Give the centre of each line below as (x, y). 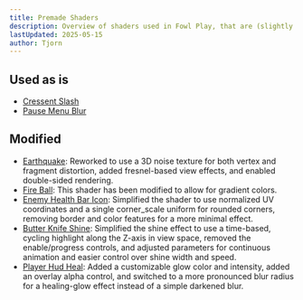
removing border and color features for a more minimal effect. (137, 219)
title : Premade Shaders (54, 18)
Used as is (39, 79)
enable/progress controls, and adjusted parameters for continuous (147, 247)
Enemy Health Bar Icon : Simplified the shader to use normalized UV (148, 199)
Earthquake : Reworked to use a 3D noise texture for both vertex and (149, 161)
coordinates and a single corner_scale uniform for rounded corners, (149, 209)
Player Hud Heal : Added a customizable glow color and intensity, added (156, 267)
